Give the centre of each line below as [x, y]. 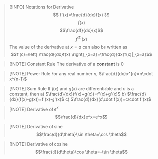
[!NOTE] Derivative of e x [34, 109]
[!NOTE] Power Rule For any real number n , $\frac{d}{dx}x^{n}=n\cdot [81, 73]
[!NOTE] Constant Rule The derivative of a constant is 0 [67, 64]
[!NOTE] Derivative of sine [36, 127]
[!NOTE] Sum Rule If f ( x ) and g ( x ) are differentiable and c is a [72, 88]
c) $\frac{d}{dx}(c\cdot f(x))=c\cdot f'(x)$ [108, 99]
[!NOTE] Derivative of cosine [38, 144]
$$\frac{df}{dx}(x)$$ [81, 30]
